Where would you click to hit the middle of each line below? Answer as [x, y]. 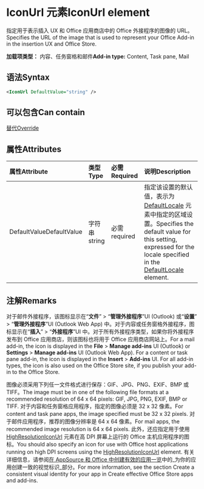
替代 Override [23, 128]
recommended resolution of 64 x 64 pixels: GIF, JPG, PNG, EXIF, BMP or [97, 399]
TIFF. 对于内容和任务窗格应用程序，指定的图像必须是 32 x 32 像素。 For [95, 406]
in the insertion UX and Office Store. [52, 44]
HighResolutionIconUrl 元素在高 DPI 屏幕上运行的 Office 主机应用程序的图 [98, 437]
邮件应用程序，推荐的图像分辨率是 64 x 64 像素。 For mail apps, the [96, 421]
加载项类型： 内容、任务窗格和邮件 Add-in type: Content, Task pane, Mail [98, 56]
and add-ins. [22, 480]
